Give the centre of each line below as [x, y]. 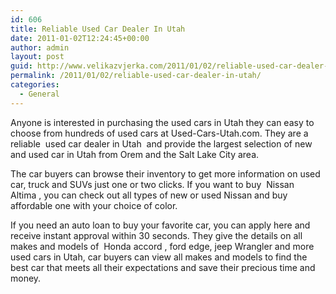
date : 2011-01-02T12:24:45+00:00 [80, 38]
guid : [21, 66]
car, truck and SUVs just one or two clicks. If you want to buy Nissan [152, 184]
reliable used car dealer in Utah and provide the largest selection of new [161, 143]
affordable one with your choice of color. [94, 205]
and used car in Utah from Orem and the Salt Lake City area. [135, 154]
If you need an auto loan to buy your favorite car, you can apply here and [160, 225]
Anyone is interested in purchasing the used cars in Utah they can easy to [162, 122]
